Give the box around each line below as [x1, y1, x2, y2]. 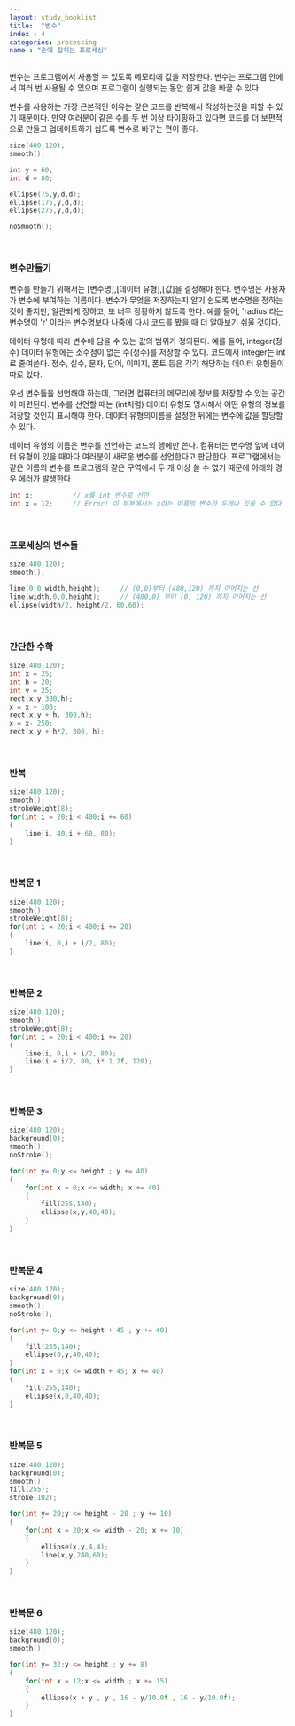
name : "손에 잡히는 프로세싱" [9, 46, 108, 55]
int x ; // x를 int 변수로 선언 [9, 491, 149, 500]
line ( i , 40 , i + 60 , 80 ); [25, 828, 117, 838]
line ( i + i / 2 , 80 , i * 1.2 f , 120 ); [25, 1057, 152, 1066]
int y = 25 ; [9, 686, 53, 694]
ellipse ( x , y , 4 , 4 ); [41, 1542, 109, 1551]
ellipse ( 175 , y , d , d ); [9, 198, 86, 207]
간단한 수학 [9, 640, 54, 653]
